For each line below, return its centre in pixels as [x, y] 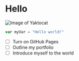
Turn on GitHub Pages [35, 41]
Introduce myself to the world [43, 53]
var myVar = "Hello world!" [35, 32]
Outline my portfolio [33, 47]
